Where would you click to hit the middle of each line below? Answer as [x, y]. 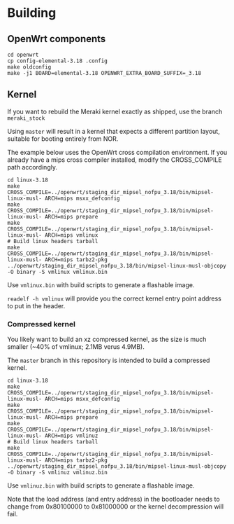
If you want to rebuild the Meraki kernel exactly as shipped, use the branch [115, 111]
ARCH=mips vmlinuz [71, 436]
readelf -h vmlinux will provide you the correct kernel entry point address [115, 298]
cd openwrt [23, 55]
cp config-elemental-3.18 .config [58, 61]
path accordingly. [32, 167]
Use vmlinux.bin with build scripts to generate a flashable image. [101, 284]
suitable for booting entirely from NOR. [63, 139]
